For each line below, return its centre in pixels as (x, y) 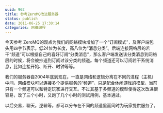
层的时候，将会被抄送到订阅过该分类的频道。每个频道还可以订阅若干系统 (77, 60)
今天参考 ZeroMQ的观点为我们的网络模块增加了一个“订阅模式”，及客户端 (77, 42)
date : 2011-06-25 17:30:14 (32, 23)
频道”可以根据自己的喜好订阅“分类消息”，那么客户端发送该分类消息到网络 (84, 55)
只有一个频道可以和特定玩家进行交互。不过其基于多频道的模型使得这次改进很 (81, 89)
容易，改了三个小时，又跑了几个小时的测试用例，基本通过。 (65, 95)
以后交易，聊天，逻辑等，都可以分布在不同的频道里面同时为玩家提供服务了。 (81, 106)
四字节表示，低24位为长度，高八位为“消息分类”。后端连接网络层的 (80, 48)
